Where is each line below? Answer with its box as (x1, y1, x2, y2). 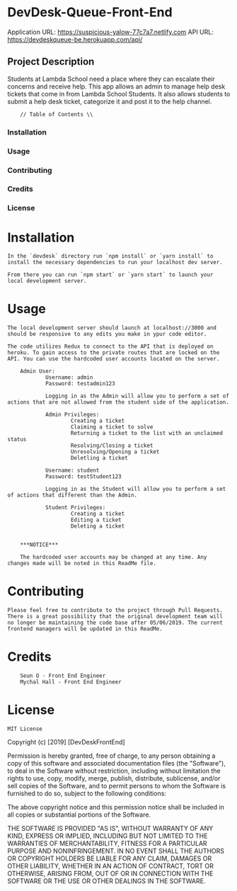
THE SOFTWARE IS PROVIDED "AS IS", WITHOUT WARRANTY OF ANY (7, 824, 214, 833)
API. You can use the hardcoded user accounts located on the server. (7, 356, 220, 363)
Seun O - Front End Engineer (20, 672, 106, 680)
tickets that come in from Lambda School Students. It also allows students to (7, 89, 231, 98)
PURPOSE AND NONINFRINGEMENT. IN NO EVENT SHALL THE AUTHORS (7, 847, 225, 856)
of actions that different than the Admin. (7, 492, 138, 499)
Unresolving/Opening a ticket (70, 448, 160, 455)
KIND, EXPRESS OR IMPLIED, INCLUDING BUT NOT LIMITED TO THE (7, 832, 208, 840)
